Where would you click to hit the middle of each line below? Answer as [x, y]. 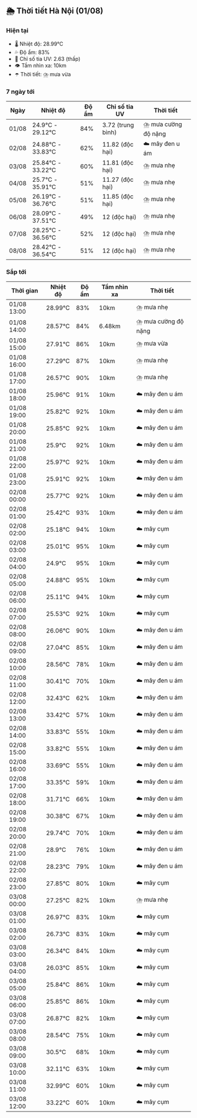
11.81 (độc [118, 162]
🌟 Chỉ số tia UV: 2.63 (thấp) [47, 59]
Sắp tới [16, 271]
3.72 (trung [118, 125]
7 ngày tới [21, 91]
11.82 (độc [118, 145]
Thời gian [25, 291]
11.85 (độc [118, 196]
